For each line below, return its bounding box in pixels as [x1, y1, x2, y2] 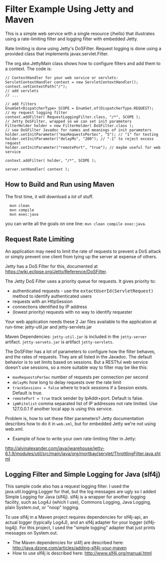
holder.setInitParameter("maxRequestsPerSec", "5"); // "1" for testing [5, 132, 159, 137]
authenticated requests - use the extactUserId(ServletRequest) [12, 288, 154, 294]
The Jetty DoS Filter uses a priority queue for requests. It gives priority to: [5, 278, 156, 284]
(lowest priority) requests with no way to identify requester [12, 309, 133, 315]
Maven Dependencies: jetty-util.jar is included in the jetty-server [5, 334, 147, 339]
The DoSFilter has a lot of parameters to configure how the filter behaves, [5, 348, 156, 354]
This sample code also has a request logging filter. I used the [5, 483, 130, 489]
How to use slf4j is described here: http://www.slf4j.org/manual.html [12, 550, 152, 556]
